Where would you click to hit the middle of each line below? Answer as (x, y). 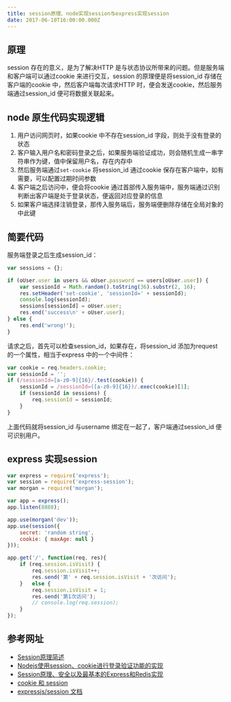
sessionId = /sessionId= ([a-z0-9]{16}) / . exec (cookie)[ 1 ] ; (105, 387)
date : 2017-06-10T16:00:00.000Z (54, 20)
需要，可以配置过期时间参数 (57, 179)
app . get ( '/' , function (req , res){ (57, 558)
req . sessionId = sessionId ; (72, 400)
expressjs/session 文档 (50, 691)
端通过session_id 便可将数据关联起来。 (63, 93)
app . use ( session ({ (34, 526)
